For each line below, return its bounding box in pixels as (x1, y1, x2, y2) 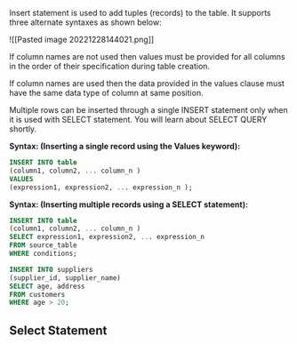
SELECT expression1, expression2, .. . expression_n (9, 233, 205, 242)
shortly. (9, 124, 37, 134)
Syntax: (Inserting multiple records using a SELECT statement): (9, 199, 249, 210)
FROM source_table (9, 241, 77, 250)
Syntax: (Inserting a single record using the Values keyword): (9, 141, 241, 151)
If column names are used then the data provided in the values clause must (9, 78, 285, 88)
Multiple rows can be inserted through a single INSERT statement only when (9, 105, 289, 115)
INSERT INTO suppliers (9, 265, 93, 274)
